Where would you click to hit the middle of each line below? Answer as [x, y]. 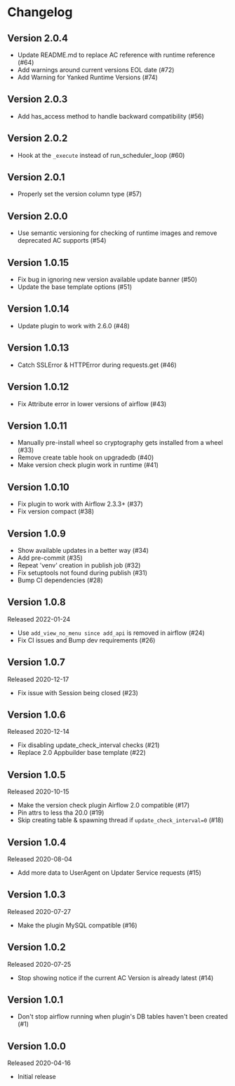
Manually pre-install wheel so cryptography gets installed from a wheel [120, 443]
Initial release [36, 1077]
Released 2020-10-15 [38, 792]
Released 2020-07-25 [39, 964]
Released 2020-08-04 [40, 859]
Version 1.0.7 [36, 663]
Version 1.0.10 [39, 487]
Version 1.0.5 [36, 775]
